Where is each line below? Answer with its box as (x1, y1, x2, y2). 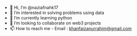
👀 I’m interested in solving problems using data (9, 10, 104, 16)
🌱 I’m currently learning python (9, 15, 72, 20)
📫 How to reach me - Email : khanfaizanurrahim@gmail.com (9, 26, 132, 31)
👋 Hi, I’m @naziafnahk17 (9, 5, 59, 10)
